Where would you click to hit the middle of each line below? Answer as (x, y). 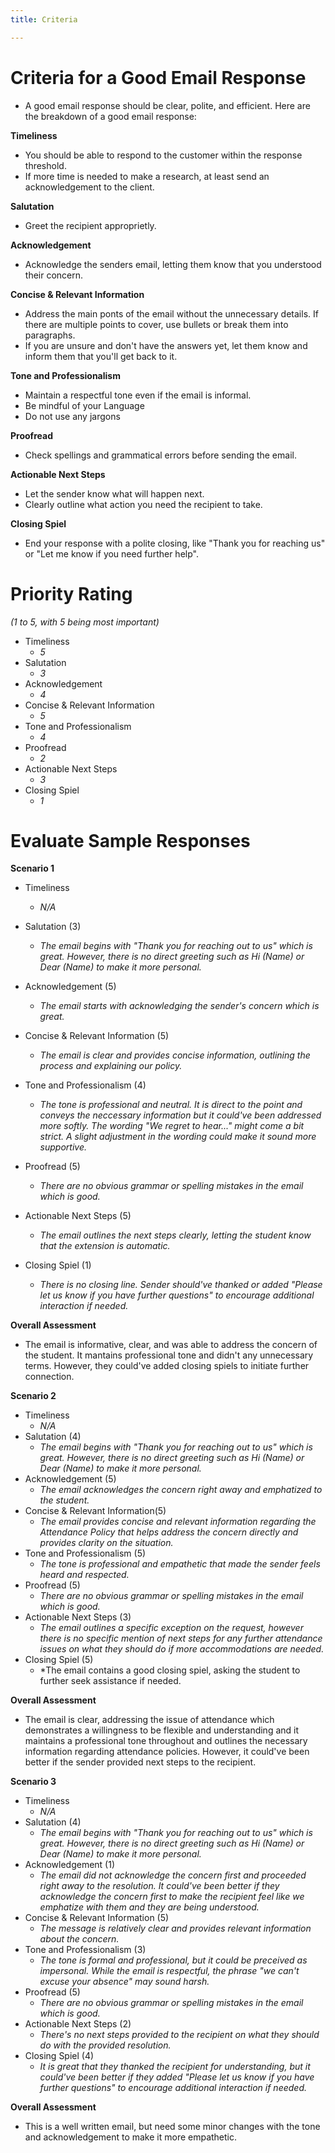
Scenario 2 (33, 1396)
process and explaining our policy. (111, 1066)
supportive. (63, 1147)
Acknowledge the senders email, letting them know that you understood (173, 264)
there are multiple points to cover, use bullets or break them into (156, 324)
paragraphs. (50, 335)
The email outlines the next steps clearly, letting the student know (175, 1235)
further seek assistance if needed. (110, 1681)
